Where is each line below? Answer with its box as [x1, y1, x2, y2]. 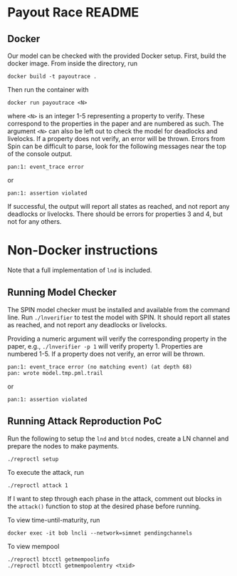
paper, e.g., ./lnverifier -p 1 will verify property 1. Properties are [7, 341, 203, 350]
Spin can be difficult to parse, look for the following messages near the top [7, 142, 226, 150]
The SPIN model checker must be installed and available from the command [7, 305, 230, 314]
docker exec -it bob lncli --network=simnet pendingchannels [7, 529, 193, 537]
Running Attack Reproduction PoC [7, 415, 162, 428]
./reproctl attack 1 [7, 482, 69, 489]
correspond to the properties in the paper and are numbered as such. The [7, 119, 224, 128]
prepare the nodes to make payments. [7, 441, 120, 450]
